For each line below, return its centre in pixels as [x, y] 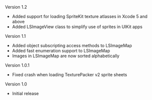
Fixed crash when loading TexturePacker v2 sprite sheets [69, 75]
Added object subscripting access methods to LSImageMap [72, 45]
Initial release [25, 93]
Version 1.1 [15, 36]
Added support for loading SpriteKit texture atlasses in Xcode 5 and [80, 16]
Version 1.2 [16, 7]
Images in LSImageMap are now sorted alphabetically [66, 56]
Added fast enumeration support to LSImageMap [61, 51]
